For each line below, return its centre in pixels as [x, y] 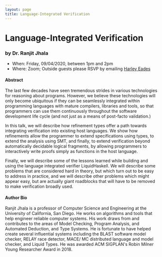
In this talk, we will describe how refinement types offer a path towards [76, 126]
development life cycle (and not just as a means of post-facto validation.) [78, 116]
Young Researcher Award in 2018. [39, 249]
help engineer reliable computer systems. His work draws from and [72, 219]
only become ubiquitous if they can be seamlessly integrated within [73, 101]
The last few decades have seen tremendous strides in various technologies [81, 91]
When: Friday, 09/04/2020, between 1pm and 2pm [62, 63]
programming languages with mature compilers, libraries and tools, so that [79, 106]
